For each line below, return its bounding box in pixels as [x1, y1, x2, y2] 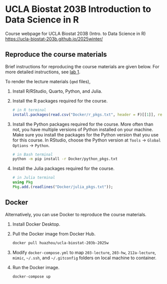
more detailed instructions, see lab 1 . [5, 69, 81, 75]
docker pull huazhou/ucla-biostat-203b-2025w [12, 240, 109, 245]
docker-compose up [12, 274, 51, 279]
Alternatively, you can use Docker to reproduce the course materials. [5, 211, 147, 217]
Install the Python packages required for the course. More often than [12, 121, 154, 127]
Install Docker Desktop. [12, 221, 61, 227]
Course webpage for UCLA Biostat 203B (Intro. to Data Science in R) [5, 30, 146, 36]
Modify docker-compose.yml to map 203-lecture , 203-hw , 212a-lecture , [12, 249, 156, 255]
